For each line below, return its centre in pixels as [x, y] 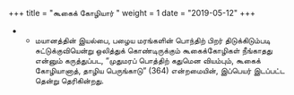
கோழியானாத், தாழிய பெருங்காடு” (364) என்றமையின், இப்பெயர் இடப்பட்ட [160, 70]
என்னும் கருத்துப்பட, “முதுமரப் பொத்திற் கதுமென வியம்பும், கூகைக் [147, 60]
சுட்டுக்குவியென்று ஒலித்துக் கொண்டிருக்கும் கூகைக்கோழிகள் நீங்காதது [153, 50]
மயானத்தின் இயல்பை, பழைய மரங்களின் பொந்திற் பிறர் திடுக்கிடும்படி [152, 40]
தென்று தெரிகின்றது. [69, 81]
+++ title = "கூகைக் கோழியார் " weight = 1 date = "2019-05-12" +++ [132, 13]
